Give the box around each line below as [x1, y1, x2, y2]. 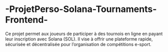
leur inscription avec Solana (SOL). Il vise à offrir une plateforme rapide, [5, 36, 153, 42]
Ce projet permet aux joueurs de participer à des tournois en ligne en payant [5, 30, 163, 36]
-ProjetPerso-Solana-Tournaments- [5, 3, 157, 15]
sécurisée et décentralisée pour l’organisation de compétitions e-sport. [5, 41, 151, 47]
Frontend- [5, 14, 48, 25]
